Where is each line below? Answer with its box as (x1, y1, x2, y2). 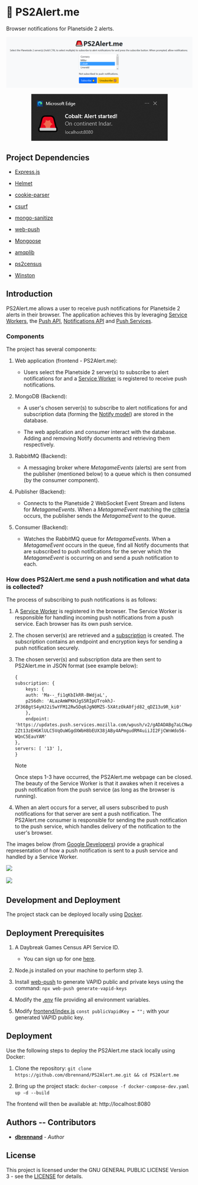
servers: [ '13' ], (14, 746, 63, 752)
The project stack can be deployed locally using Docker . (6, 911, 143, 918)
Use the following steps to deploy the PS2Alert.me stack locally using (6, 1047, 176, 1054)
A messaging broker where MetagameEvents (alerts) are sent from (23, 464, 187, 471)
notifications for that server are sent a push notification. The (14, 810, 161, 818)
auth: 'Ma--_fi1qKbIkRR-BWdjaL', (25, 692, 108, 698)
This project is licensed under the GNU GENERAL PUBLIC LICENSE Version (6, 1166, 189, 1173)
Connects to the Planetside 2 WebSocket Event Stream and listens (23, 500, 185, 507)
